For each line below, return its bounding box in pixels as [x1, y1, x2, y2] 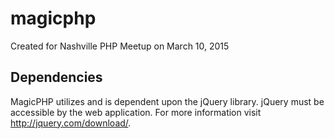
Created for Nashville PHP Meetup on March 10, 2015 [10, 40, 230, 52]
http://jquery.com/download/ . [10, 117, 132, 129]
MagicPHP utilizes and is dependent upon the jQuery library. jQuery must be [10, 95, 325, 107]
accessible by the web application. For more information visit [10, 106, 262, 118]
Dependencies [10, 69, 103, 86]
